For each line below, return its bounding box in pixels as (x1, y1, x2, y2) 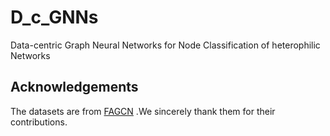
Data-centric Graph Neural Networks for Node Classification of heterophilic (10, 39, 321, 51)
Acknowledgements (10, 79, 139, 96)
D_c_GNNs (10, 6, 99, 29)
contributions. (10, 116, 68, 128)
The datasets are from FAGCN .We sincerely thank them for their (10, 105, 276, 117)
